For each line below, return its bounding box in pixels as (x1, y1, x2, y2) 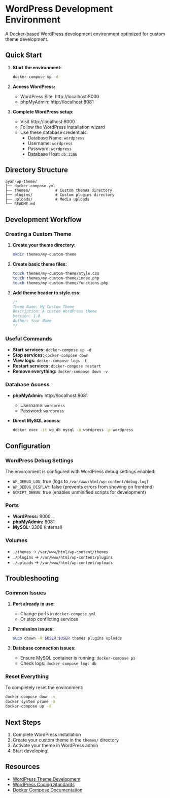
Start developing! (12, 748, 49, 754)
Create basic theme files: (12, 261, 67, 267)
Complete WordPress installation (12, 731, 81, 737)
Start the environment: (12, 64, 62, 70)
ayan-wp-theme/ (5, 179, 38, 184)
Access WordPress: (12, 83, 56, 90)
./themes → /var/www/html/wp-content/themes (12, 548, 109, 555)
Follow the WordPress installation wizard (20, 124, 105, 130)
